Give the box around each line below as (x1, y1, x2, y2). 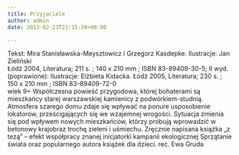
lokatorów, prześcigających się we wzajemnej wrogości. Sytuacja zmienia (7, 109, 224, 118)
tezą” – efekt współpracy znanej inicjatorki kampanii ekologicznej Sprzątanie (7, 132, 232, 141)
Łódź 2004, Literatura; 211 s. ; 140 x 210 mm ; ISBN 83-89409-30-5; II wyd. (7, 65, 228, 73)
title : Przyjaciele (7, 10, 66, 18)
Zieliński (7, 57, 32, 65)
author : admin (7, 17, 50, 24)
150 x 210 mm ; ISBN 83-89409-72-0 (7, 80, 116, 88)
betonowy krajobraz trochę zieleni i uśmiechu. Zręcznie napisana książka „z (7, 125, 230, 134)
